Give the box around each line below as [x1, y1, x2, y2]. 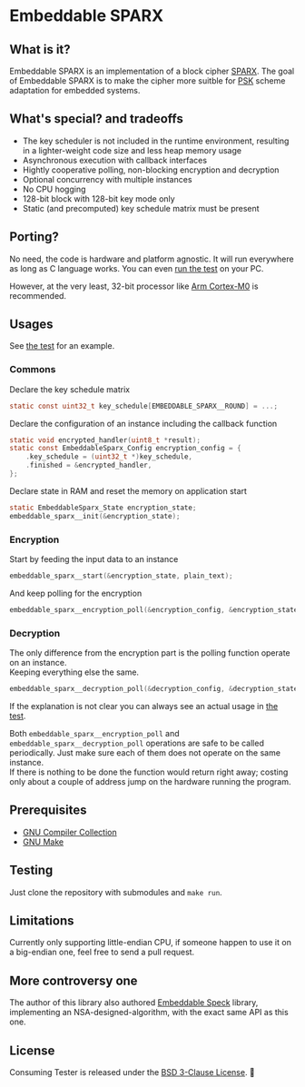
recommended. [9, 290, 66, 301]
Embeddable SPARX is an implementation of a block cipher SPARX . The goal [9, 65, 295, 76]
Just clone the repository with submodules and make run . [9, 886, 222, 897]
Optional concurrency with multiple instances [22, 173, 192, 184]
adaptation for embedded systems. [9, 85, 141, 95]
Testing [9, 863, 54, 878]
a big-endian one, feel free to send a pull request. [9, 946, 195, 958]
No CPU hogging [22, 183, 86, 194]
